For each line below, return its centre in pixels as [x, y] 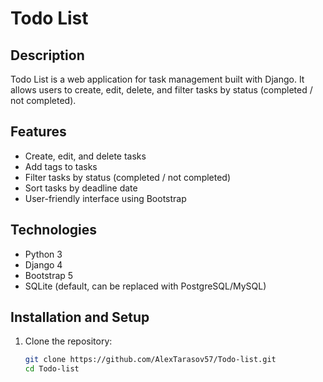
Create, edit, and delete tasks [85, 156]
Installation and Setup [80, 317]
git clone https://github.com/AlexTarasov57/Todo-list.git [150, 360]
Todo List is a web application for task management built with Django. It [157, 79]
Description [47, 55]
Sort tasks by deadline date [81, 188]
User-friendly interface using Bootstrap [105, 198]
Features [38, 132]
